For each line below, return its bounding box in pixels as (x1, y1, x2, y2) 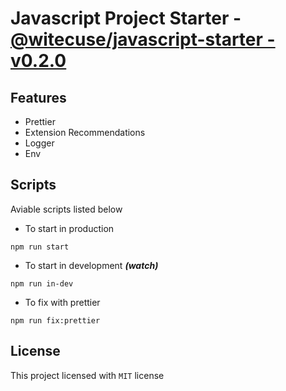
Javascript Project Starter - (10, 7, 242, 30)
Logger (24, 137, 55, 149)
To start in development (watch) (24, 259, 159, 271)
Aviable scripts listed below (10, 203, 123, 215)
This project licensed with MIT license (10, 369, 165, 381)
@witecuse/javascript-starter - (10, 28, 276, 51)
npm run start (10, 242, 70, 252)
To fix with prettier (24, 296, 101, 308)
